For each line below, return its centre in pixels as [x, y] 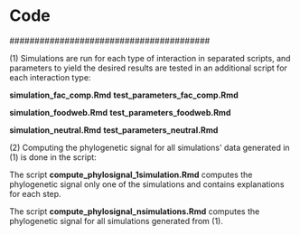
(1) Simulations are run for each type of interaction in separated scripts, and [150, 58]
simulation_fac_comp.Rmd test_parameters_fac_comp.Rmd [124, 95]
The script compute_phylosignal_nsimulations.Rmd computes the [135, 211]
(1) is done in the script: [53, 157]
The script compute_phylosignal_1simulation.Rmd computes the [131, 174]
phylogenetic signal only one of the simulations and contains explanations [147, 184]
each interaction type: [50, 77]
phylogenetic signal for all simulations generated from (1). [116, 221]
